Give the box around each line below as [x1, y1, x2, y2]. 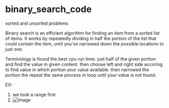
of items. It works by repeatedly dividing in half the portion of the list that [5, 35, 156, 41]
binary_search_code [5, 4, 92, 15]
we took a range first [12, 91, 56, 97]
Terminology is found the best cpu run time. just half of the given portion [5, 56, 156, 62]
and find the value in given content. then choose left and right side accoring [5, 61, 163, 67]
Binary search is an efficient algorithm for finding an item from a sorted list [5, 30, 160, 36]
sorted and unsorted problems [5, 20, 69, 26]
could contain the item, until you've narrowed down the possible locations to [5, 40, 164, 46]
